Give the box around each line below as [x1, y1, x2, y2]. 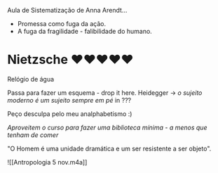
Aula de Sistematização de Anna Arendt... [7, 6, 128, 14]
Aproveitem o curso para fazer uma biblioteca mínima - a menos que [7, 123, 207, 132]
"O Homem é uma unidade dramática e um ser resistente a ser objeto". [7, 144, 212, 153]
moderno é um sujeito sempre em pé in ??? [7, 96, 132, 104]
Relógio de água [7, 75, 55, 83]
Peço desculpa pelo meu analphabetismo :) [7, 109, 132, 118]
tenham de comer [7, 130, 59, 139]
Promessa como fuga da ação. [17, 20, 107, 27]
